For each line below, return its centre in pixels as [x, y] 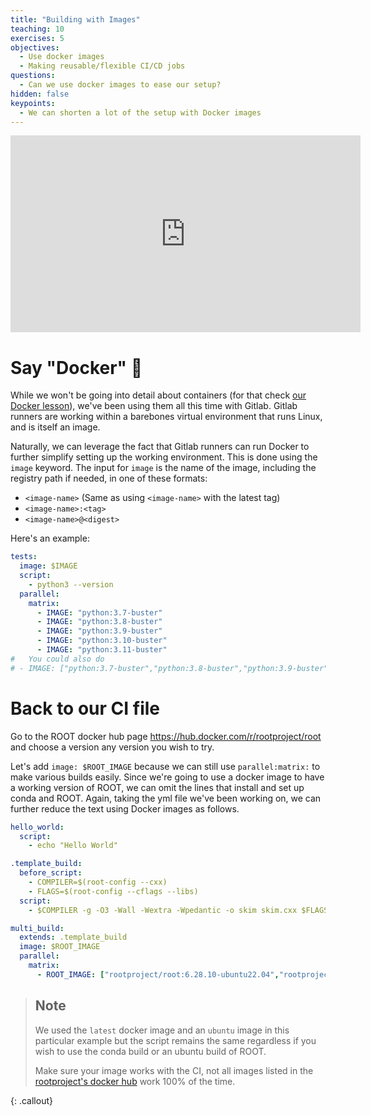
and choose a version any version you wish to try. [112, 747]
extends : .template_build [73, 937]
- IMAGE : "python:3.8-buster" [99, 622]
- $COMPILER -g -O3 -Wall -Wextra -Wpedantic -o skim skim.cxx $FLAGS [178, 910]
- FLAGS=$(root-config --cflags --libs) [113, 891]
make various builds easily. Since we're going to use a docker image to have [167, 777]
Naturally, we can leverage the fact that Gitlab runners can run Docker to [160, 447]
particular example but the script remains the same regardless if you [175, 1040]
